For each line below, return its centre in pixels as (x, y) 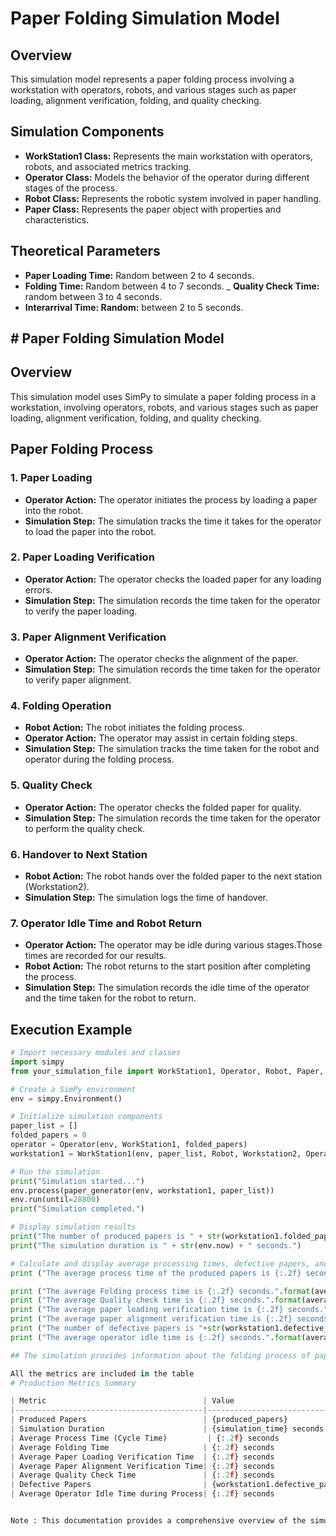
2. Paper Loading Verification (82, 557)
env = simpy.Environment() (66, 1098)
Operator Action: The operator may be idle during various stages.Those (173, 945)
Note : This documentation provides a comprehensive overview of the (158, 1521)
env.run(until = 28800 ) (55, 1200)
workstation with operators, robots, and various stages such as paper (153, 90)
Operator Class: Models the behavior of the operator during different (167, 177)
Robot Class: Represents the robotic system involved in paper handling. (173, 198)
